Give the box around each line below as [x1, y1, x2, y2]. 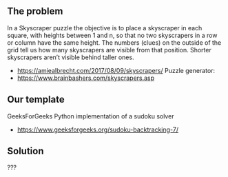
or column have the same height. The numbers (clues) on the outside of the [7, 38, 222, 47]
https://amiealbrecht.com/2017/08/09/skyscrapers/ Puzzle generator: [17, 66, 216, 74]
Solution [7, 145, 44, 157]
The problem [7, 6, 63, 17]
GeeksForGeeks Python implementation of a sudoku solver [7, 112, 174, 120]
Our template [7, 94, 65, 105]
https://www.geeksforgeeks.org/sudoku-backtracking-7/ [17, 125, 179, 134]
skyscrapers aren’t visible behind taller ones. [7, 53, 134, 61]
